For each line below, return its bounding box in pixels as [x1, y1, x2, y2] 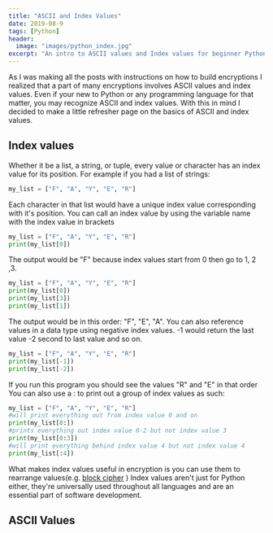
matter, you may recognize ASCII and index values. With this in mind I [8, 98, 240, 107]
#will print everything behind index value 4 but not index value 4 [8, 441, 245, 450]
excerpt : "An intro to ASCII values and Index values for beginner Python [8, 50, 267, 58]
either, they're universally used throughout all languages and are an [8, 481, 234, 491]
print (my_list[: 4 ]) [8, 449, 75, 457]
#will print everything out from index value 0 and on [8, 412, 198, 420]
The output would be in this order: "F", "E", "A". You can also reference [8, 317, 244, 326]
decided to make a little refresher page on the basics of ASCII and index [8, 107, 249, 116]
